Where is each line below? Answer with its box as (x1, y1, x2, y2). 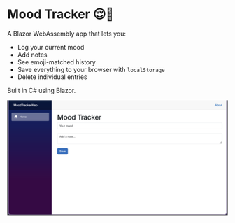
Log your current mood (17, 43, 85, 51)
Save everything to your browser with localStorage (17, 65, 166, 73)
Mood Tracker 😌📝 (7, 6, 114, 22)
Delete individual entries (17, 73, 87, 81)
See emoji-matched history (17, 57, 96, 66)
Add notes (17, 50, 48, 59)
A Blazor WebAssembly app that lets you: (7, 29, 126, 38)
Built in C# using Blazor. (7, 86, 76, 94)
